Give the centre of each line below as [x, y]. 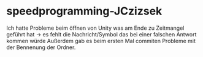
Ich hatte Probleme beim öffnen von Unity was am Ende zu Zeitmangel [95, 28]
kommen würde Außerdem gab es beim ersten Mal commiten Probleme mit [101, 41]
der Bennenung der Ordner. [41, 47]
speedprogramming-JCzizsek [84, 11]
